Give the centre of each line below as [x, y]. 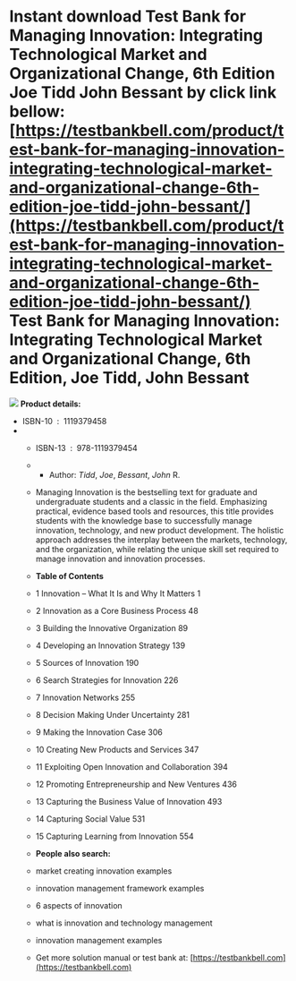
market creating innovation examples [104, 871]
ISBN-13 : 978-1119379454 [87, 448]
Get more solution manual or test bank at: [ [114, 957]
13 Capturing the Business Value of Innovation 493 [129, 801]
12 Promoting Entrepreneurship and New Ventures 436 [136, 784]
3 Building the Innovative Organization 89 [112, 627]
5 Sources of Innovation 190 [87, 662]
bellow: [37, 111]
